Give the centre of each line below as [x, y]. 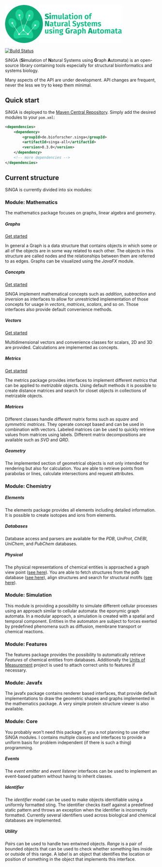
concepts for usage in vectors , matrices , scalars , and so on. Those [72, 304]
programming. [19, 747]
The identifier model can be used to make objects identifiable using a [74, 799]
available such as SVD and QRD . [37, 440]
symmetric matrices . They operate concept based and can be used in [74, 424]
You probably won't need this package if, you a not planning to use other [77, 732]
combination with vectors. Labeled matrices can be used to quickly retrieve [80, 429]
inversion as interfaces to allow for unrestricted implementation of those [77, 299]
